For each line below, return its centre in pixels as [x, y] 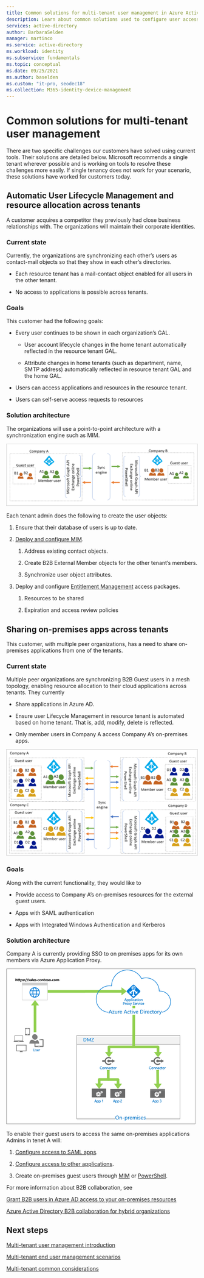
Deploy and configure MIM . [49, 539]
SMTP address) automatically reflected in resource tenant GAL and [108, 369]
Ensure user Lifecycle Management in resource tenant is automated [100, 716]
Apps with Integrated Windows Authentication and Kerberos [90, 925]
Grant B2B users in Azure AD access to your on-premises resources [91, 1199]
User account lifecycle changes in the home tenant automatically [105, 345]
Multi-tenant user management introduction [61, 1245]
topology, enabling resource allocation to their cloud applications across [97, 686]
